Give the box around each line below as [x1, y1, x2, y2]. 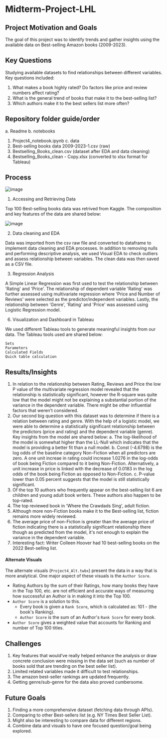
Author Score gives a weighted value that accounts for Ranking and [12, 619, 151, 626]
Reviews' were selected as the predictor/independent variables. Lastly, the [5, 296, 159, 302]
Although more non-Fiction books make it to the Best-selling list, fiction [12, 508, 159, 514]
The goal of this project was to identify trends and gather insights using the [5, 36, 160, 42]
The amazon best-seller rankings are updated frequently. [12, 674, 130, 680]
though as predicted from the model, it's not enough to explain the [12, 529, 149, 535]
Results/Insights [5, 368, 57, 376]
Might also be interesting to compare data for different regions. [12, 718, 142, 724]
